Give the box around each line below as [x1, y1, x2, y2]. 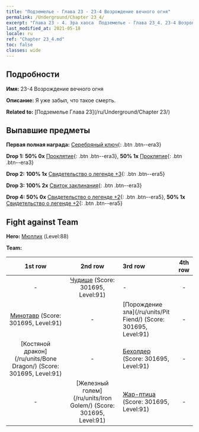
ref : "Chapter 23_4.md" [6, 36, 65, 42]
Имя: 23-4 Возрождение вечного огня [6, 85, 104, 92]
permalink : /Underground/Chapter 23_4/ [6, 14, 105, 20]
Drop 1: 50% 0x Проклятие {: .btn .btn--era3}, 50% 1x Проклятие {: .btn [6, 153, 182, 160]
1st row [24, 262, 47, 270]
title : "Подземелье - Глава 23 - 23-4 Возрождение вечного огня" [6, 8, 171, 15]
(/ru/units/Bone [14, 355, 57, 363]
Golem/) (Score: [70, 402, 115, 410]
